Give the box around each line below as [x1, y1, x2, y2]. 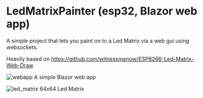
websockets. [6, 44, 38, 51]
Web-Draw [6, 62, 33, 69]
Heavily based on [6, 55, 50, 62]
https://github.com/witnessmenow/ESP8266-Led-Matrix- [51, 55, 195, 62]
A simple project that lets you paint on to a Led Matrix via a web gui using [6, 37, 190, 44]
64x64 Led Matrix [39, 85, 85, 92]
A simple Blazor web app [34, 73, 96, 80]
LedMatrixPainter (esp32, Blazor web [6, 4, 198, 18]
